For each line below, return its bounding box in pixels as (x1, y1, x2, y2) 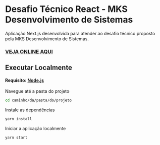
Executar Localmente (5, 64, 72, 72)
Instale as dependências (5, 107, 55, 113)
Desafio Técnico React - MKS (5, 3, 128, 15)
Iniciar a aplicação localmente (5, 126, 66, 132)
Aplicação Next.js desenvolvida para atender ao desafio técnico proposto (5, 30, 155, 36)
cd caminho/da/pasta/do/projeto (5, 98, 72, 103)
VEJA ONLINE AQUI (5, 48, 53, 55)
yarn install (5, 117, 32, 122)
